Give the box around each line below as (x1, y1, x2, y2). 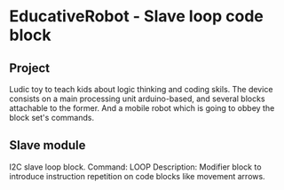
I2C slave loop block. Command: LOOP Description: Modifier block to (9, 162, 262, 172)
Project (9, 60, 51, 75)
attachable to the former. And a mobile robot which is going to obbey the (9, 103, 275, 113)
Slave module (9, 138, 86, 153)
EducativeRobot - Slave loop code (9, 6, 264, 27)
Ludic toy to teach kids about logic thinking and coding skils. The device (9, 84, 273, 94)
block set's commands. (9, 113, 95, 123)
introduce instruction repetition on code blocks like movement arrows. (9, 170, 265, 181)
